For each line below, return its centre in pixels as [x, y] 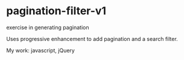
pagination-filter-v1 [56, 11]
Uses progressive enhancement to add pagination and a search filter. [92, 39]
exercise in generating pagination [48, 27]
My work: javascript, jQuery [41, 50]
